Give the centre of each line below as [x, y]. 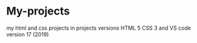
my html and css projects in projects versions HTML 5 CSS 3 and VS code [98, 28]
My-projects [38, 11]
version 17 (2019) [28, 34]
